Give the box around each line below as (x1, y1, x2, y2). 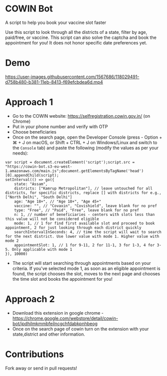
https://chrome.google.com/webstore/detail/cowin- (12, 315, 118, 321)
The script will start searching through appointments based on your (12, 260, 151, 266)
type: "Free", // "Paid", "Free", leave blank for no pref (14, 207, 140, 212)
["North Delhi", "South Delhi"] (5, 194, 72, 199)
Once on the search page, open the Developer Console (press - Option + (12, 134, 163, 140)
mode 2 (5, 238, 19, 243)
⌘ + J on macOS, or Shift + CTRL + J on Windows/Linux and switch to (12, 139, 158, 145)
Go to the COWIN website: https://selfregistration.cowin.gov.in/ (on (12, 113, 151, 119)
